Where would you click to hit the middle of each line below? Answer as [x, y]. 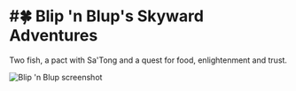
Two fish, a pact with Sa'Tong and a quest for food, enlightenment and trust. [148, 60]
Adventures [54, 36]
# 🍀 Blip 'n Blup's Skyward [106, 16]
